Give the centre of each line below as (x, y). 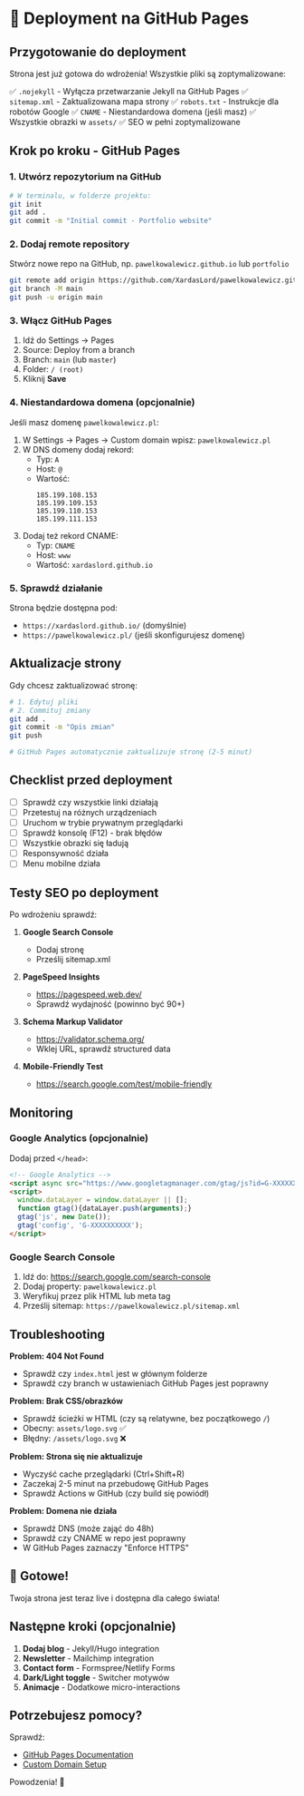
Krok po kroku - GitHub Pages (95, 151)
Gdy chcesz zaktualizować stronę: (73, 685)
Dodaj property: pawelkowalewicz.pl (89, 1286)
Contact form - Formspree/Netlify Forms (99, 1667)
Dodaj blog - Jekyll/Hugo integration (91, 1648)
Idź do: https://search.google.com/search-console (116, 1277)
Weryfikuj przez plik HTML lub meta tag (96, 1296)
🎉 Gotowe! (39, 1576)
